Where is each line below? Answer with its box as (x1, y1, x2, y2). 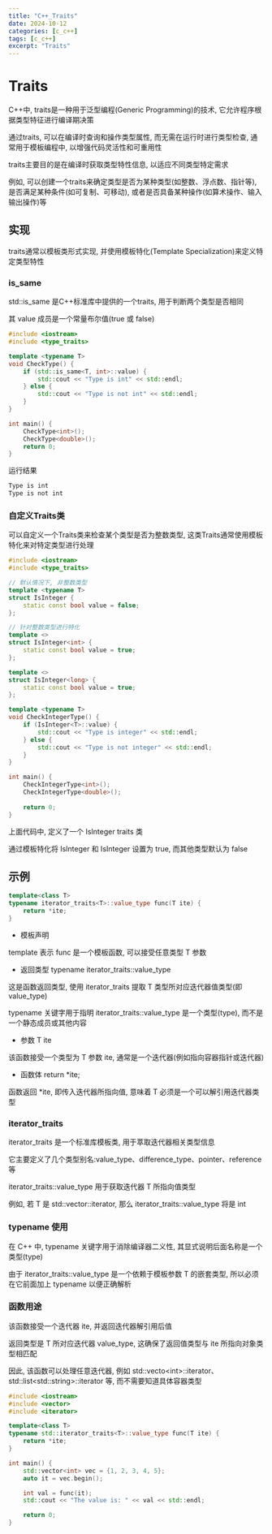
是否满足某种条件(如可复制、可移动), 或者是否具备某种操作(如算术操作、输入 (8, 187, 262, 197)
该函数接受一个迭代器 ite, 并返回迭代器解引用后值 (8, 1321, 172, 1331)
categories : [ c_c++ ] (8, 27, 79, 35)
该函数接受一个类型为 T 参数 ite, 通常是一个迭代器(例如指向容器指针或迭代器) (8, 1052, 265, 1062)
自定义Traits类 (8, 510, 65, 521)
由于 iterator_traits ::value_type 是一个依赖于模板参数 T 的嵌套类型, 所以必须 (8, 1269, 259, 1278)
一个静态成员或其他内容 (8, 1018, 87, 1028)
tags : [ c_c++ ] (8, 34, 57, 43)
